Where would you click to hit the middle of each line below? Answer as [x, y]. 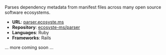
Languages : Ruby [30, 32]
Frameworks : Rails [31, 38]
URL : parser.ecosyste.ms [38, 22]
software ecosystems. [28, 12]
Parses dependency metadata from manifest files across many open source [83, 7]
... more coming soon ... [29, 47]
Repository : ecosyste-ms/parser [46, 27]
